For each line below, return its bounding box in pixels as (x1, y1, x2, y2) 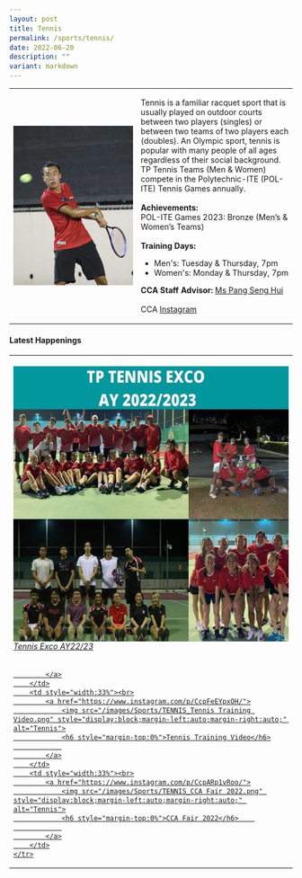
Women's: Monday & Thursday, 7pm (154, 267, 289, 278)
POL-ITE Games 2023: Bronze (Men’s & (140, 211, 289, 222)
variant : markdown (9, 62, 78, 71)
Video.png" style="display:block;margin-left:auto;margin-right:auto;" (13, 714, 288, 723)
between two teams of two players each (140, 126, 289, 137)
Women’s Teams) (140, 221, 205, 232)
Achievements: (140, 202, 199, 213)
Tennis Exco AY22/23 (13, 641, 94, 652)
